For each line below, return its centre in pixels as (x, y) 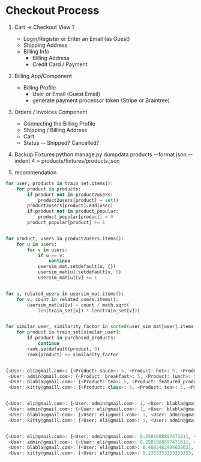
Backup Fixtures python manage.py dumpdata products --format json (100, 154)
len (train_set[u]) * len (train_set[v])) (89, 311)
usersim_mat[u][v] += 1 (67, 278)
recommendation (35, 172)
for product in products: (49, 189)
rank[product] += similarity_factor (73, 354)
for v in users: (47, 250)
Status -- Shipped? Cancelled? (61, 142)
